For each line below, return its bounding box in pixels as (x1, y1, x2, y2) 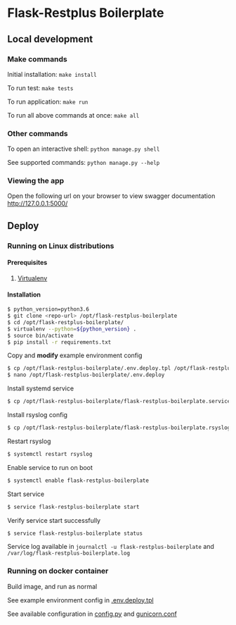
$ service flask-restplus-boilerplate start (7, 503, 140, 510)
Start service (7, 490, 44, 498)
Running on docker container (7, 566, 109, 576)
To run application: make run (7, 97, 88, 106)
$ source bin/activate (7, 332, 74, 339)
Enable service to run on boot (7, 463, 93, 471)
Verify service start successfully (7, 516, 100, 524)
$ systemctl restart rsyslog (7, 450, 93, 457)
